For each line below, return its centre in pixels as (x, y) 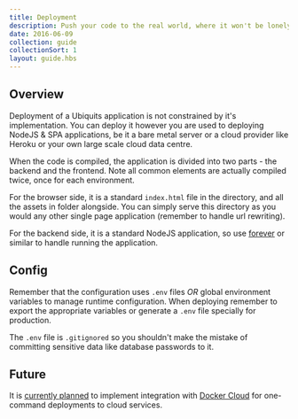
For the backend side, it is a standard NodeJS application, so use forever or (147, 233)
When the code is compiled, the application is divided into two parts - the (143, 161)
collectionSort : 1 (43, 50)
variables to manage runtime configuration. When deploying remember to (143, 301)
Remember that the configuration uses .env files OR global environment (140, 291)
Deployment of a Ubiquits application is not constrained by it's (123, 115)
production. (30, 320)
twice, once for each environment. (72, 180)
